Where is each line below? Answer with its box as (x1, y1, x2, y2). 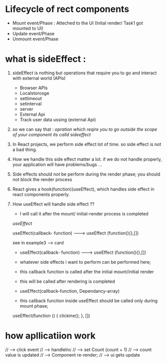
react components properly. (12, 191, 70, 197)
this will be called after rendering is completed (19, 278, 115, 284)
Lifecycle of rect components (5, 3, 130, 15)
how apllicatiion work (5, 330, 96, 342)
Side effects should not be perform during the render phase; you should (12, 171, 161, 177)
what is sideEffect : (5, 53, 86, 65)
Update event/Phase (12, 30, 55, 36)
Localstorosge (19, 90, 50, 96)
